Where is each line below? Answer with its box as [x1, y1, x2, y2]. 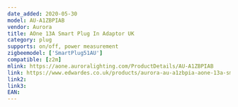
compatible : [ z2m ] [7, 56, 62, 63]
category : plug [7, 37, 52, 44]
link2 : [7, 75, 27, 83]
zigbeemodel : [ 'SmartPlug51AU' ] [7, 50, 103, 57]
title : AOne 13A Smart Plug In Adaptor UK [7, 30, 135, 37]
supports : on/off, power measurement [7, 43, 119, 50]
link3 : [7, 82, 27, 89]
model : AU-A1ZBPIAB [7, 17, 65, 24]
